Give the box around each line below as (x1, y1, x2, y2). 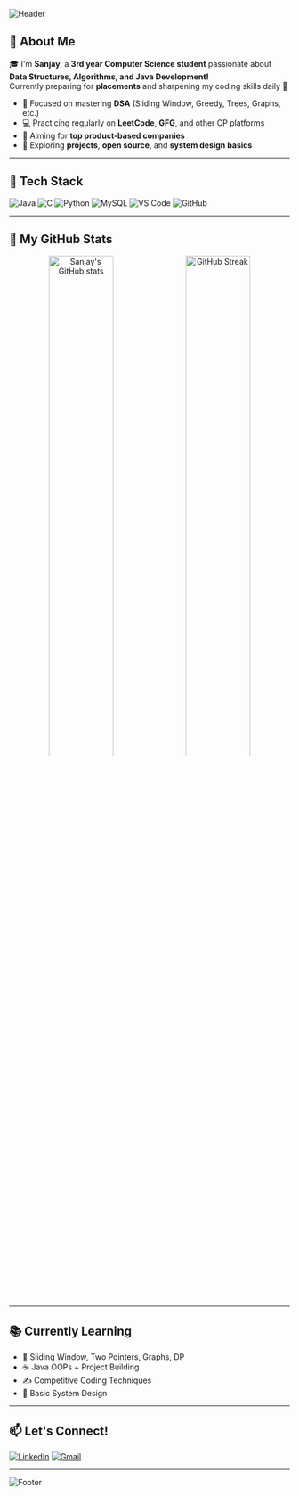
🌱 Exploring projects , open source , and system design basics (21, 139, 253, 151)
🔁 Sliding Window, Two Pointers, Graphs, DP (21, 1352, 185, 1362)
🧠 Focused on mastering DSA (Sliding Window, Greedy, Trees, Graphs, (21, 98, 281, 109)
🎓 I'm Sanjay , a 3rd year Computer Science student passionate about (9, 58, 272, 69)
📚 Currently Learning (9, 1323, 132, 1338)
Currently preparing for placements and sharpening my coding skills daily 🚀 (9, 80, 288, 91)
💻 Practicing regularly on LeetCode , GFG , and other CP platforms (21, 117, 265, 128)
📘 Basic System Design (21, 1388, 108, 1399)
